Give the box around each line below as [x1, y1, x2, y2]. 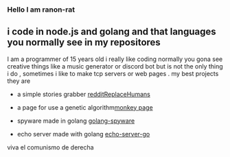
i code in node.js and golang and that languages [7, 26, 216, 38]
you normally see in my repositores [7, 36, 161, 49]
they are [7, 77, 31, 85]
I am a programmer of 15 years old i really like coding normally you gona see [7, 55, 223, 63]
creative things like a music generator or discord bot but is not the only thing [7, 62, 223, 70]
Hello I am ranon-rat [7, 5, 76, 14]
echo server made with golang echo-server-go [16, 130, 150, 138]
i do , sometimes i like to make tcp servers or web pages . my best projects [7, 69, 219, 77]
